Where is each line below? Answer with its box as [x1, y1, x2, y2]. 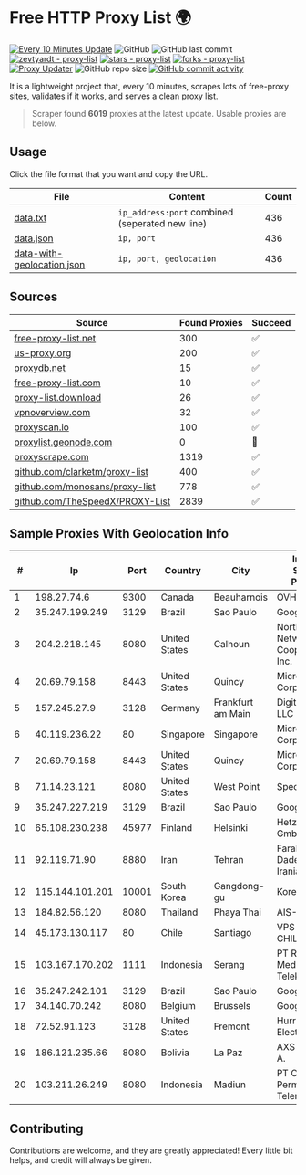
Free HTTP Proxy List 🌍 [9, 7, 192, 28]
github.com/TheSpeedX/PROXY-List [14, 495, 171, 508]
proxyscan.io [14, 421, 70, 434]
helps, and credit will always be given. [9, 1155, 152, 1166]
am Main [213, 708, 250, 720]
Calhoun [213, 638, 250, 651]
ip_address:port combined [117, 205, 234, 218]
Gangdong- [213, 880, 266, 893]
